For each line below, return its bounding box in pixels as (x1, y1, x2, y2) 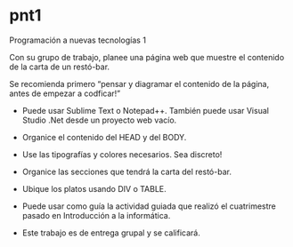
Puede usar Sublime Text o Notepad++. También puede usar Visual (21, 105, 270, 116)
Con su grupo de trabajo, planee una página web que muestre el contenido (9, 52, 285, 62)
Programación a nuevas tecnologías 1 (9, 35, 147, 45)
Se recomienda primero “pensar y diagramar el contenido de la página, (9, 78, 270, 89)
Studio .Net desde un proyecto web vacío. (21, 115, 177, 125)
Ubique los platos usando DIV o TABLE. (21, 183, 167, 194)
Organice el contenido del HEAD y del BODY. (21, 131, 187, 142)
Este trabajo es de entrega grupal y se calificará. (21, 227, 200, 238)
